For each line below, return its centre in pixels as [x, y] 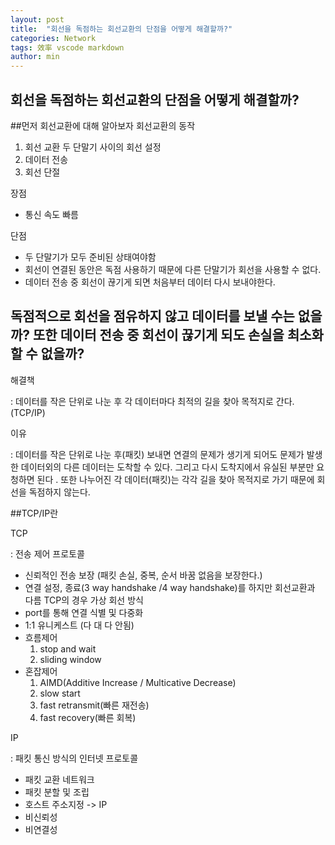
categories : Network [53, 38]
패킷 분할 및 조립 [57, 792]
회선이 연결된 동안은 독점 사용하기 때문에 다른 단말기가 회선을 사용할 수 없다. [173, 269]
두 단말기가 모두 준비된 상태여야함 [90, 257]
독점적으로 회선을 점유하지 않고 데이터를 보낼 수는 [152, 316]
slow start [60, 693]
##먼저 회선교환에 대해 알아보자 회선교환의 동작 [103, 125]
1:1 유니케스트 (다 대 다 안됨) [79, 625]
